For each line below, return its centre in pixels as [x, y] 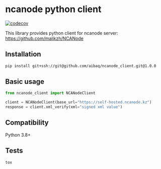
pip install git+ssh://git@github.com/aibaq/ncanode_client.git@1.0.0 [81, 66]
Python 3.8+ [18, 135]
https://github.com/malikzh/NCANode [45, 38]
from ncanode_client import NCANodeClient [50, 93]
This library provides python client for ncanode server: [62, 33]
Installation [23, 54]
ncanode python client [53, 9]
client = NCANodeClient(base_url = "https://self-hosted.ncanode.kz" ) [78, 102]
